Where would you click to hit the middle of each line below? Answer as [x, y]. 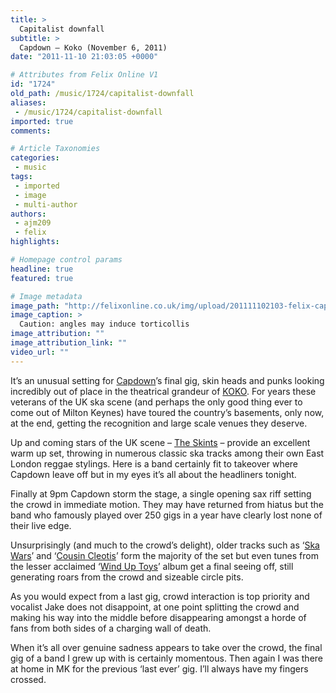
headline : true [42, 269]
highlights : [35, 242]
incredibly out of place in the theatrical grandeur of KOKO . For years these [163, 391]
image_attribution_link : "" [69, 343]
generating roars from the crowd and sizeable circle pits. [127, 577]
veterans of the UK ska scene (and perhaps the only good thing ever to [156, 402]
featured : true [42, 278]
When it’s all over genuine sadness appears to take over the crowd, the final [166, 647]
